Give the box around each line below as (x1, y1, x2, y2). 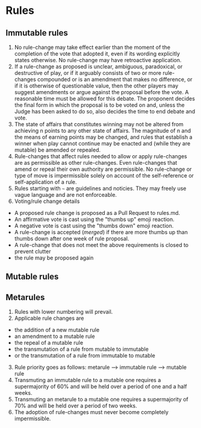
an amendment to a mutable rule (14, 333, 96, 340)
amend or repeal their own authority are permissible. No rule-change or (14, 165, 192, 173)
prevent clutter (14, 248, 51, 255)
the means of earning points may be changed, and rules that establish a (14, 133, 193, 141)
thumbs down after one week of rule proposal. (14, 235, 129, 242)
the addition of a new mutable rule (14, 327, 100, 334)
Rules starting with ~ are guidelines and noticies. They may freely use (14, 185, 187, 192)
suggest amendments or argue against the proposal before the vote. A (14, 89, 189, 95)
